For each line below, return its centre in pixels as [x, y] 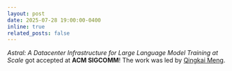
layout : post [26, 14]
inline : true [26, 26]
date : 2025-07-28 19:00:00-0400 [54, 20]
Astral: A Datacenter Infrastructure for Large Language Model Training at [113, 53]
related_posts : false [39, 33]
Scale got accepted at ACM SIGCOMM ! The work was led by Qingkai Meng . [116, 61]
